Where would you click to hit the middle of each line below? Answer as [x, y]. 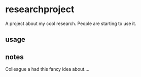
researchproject [40, 9]
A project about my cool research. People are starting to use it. [71, 23]
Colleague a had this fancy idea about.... [47, 69]
